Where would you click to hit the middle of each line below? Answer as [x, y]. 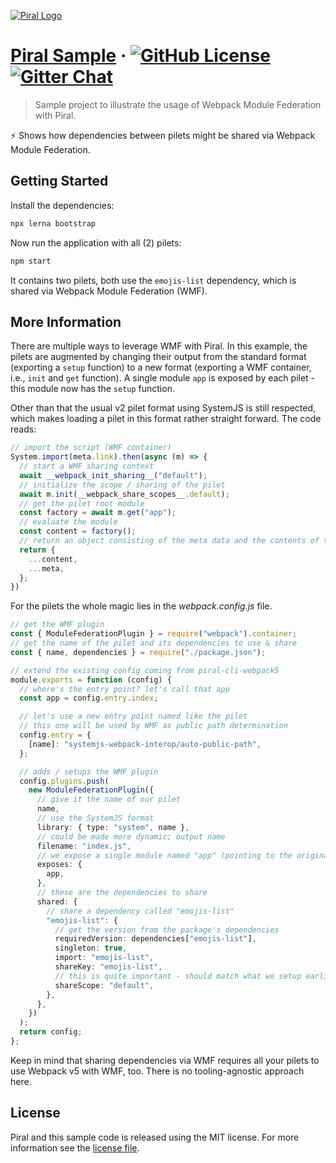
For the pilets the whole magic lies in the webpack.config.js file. [141, 606]
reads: [23, 429]
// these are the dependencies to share [122, 893]
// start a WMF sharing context [87, 466]
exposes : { [59, 865]
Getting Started [59, 181]
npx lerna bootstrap [53, 223]
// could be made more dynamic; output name [131, 836]
